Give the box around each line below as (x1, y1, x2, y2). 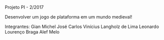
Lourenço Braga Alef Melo (5, 29, 59, 34)
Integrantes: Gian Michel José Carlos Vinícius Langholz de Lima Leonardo (5, 23, 159, 29)
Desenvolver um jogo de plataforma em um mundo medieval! (5, 14, 133, 19)
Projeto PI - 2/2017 (5, 4, 44, 10)
